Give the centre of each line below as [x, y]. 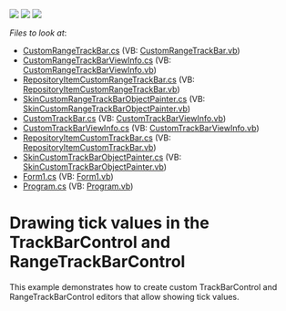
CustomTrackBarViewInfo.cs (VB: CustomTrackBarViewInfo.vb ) [141, 128]
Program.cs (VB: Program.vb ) [78, 186]
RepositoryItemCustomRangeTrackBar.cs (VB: [109, 79]
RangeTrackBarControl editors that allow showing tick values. [124, 296]
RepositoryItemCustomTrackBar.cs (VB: [97, 138]
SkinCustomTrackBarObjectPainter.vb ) [94, 167]
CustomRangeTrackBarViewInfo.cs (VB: [97, 60]
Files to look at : [38, 33]
